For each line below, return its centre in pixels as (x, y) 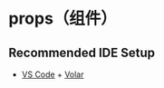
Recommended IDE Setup (82, 52)
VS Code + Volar (53, 74)
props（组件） (63, 19)
